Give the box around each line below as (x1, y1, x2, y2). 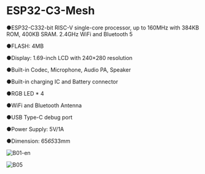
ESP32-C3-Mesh (6, 4, 95, 18)
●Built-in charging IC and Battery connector (6, 78, 118, 85)
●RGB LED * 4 (6, 89, 44, 97)
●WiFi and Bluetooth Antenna (6, 102, 82, 109)
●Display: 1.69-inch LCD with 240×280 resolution (6, 54, 133, 61)
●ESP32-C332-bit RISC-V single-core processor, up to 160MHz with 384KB (6, 24, 199, 31)
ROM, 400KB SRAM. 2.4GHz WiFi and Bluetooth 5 (6, 30, 133, 37)
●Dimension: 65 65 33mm (6, 137, 71, 145)
